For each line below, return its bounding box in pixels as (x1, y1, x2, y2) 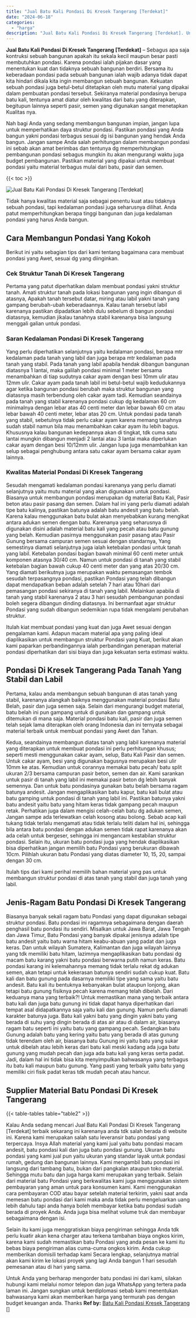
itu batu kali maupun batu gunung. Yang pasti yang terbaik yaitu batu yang (6, 1062, 185, 1069)
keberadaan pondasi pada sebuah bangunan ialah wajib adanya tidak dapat (6, 71, 188, 78)
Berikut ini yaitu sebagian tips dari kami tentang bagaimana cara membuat (6, 248, 184, 255)
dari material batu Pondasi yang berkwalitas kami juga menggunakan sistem (6, 1178, 189, 1185)
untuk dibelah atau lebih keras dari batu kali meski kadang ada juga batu (6, 1044, 180, 1051)
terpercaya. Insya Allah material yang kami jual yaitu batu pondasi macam (6, 1140, 183, 1147)
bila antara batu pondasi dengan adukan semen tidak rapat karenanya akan (6, 826, 187, 833)
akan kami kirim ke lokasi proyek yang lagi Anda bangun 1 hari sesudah (6, 1257, 177, 1264)
